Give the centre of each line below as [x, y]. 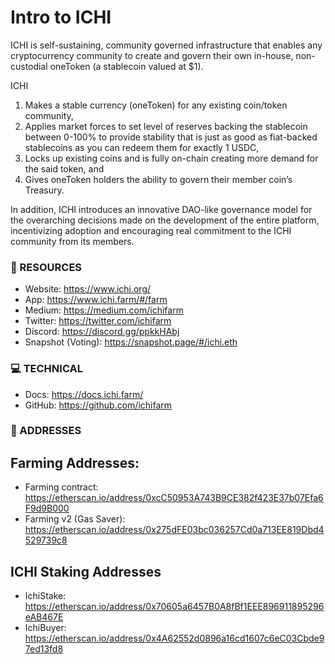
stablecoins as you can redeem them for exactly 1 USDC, [142, 147]
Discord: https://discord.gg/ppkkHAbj [102, 332]
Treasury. [44, 190]
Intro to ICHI [61, 17]
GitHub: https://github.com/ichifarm [98, 405]
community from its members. [72, 241]
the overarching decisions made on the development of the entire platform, [165, 220]
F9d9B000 [47, 508]
